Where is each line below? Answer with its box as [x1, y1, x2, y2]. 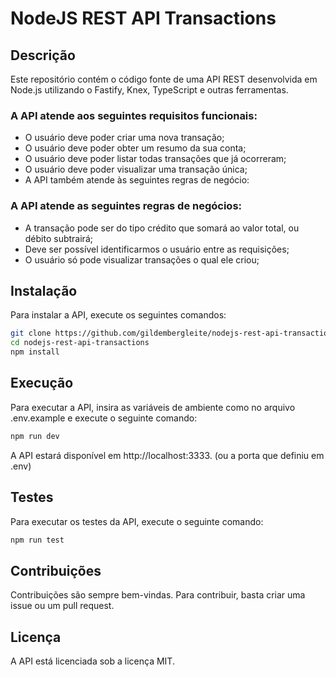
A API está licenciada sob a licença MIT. [10, 655, 175, 667]
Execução [10, 375, 74, 392]
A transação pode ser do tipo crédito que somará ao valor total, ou [24, 222, 300, 234]
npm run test [10, 535, 65, 545]
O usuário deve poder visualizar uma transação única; [24, 163, 248, 176]
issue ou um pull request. [10, 600, 115, 612]
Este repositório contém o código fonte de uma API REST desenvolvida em [10, 73, 318, 85]
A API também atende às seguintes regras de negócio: [24, 174, 250, 186]
